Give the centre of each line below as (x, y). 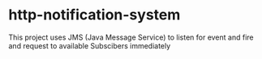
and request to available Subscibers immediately (90, 45)
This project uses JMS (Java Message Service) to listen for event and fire (131, 37)
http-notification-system (94, 15)
